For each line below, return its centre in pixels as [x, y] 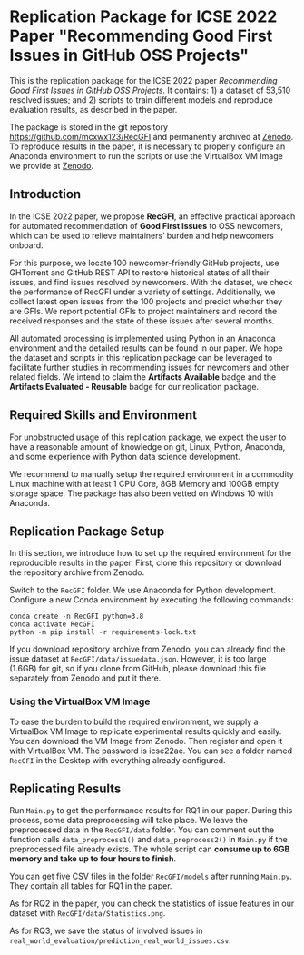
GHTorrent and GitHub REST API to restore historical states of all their [139, 272]
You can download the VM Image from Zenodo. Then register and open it [146, 741]
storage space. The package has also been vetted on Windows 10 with [142, 493]
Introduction [45, 194]
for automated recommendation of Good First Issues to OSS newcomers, [147, 225]
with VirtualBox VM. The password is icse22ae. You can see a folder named [151, 751]
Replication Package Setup [87, 531]
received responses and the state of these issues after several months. [142, 321]
